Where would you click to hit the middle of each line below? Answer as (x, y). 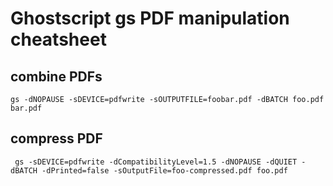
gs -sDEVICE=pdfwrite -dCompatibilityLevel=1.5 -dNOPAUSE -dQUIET (156, 162)
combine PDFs (56, 76)
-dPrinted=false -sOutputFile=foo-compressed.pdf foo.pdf (164, 170)
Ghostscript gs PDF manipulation (150, 18)
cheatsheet (58, 39)
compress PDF (56, 138)
